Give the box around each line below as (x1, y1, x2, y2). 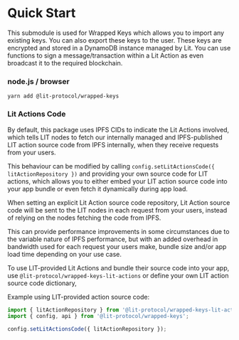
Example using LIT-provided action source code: (7, 292, 150, 301)
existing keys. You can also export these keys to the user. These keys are (7, 36, 222, 44)
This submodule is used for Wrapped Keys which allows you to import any (7, 28, 225, 37)
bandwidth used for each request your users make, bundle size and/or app (7, 242, 227, 250)
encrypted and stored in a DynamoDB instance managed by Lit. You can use (7, 43, 231, 52)
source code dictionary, (7, 279, 77, 287)
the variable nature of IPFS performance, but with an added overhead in (7, 235, 218, 243)
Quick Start (7, 5, 76, 21)
